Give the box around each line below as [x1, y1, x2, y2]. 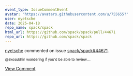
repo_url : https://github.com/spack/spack [5, 35, 92, 39]
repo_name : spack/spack [5, 25, 53, 30]
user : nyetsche [5, 16, 36, 21]
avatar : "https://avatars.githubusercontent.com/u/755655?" [5, 12, 129, 17]
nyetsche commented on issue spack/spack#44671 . [5, 47, 109, 54]
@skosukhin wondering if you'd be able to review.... [5, 57, 91, 62]
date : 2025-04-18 [5, 20, 40, 26]
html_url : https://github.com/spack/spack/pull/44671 [5, 30, 116, 35]
